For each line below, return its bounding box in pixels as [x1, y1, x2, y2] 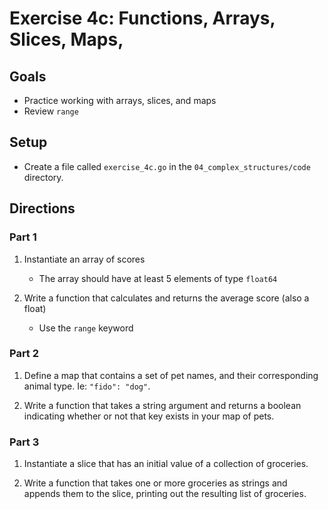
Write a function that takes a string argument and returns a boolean [23, 399, 302, 411]
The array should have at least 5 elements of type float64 [38, 272, 278, 284]
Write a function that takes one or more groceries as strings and [23, 477, 288, 489]
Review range [23, 105, 79, 117]
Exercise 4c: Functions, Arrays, [9, 7, 276, 30]
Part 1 [9, 230, 37, 244]
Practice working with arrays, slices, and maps [23, 95, 217, 106]
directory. [23, 171, 64, 183]
